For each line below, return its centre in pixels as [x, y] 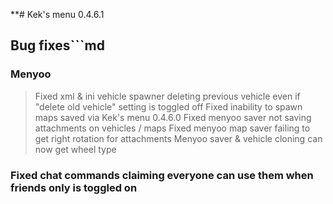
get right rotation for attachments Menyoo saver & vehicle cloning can [178, 138]
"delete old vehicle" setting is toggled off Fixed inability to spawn [168, 106]
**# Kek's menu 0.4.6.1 [57, 14]
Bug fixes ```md [57, 45]
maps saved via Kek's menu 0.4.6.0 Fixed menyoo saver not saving [173, 117]
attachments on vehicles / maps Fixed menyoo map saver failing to [172, 128]
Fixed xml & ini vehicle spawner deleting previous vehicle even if [167, 96]
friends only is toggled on [74, 187]
